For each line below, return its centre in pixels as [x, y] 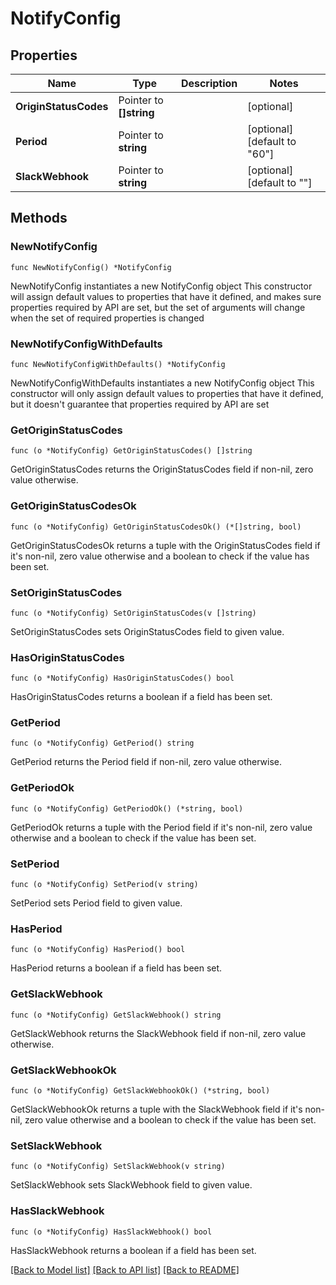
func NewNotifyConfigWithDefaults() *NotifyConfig [118, 364]
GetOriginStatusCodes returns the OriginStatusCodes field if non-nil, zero [162, 469]
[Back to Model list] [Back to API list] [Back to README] [125, 1269]
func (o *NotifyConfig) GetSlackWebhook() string [116, 1015]
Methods [39, 218]
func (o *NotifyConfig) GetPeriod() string [102, 743]
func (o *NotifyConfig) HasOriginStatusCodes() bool [122, 678]
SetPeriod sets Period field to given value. [96, 903]
